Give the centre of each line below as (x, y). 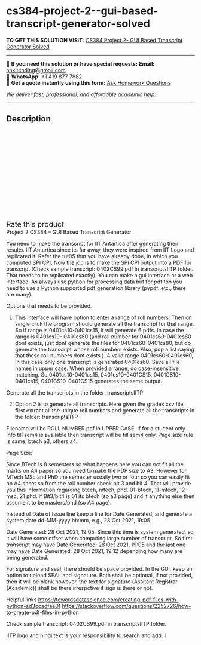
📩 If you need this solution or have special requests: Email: (80, 63)
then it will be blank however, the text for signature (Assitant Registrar (92, 582)
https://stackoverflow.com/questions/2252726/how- (127, 606)
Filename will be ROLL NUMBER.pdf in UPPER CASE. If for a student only (96, 428)
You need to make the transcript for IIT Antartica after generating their (92, 243)
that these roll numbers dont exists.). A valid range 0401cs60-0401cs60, (104, 355)
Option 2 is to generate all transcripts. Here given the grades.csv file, (100, 404)
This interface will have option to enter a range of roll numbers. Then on (103, 317)
